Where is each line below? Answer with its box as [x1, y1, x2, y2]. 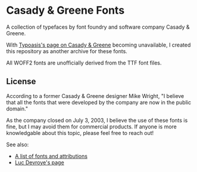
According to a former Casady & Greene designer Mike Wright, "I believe [6, 92, 185, 99]
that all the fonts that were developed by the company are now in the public [6, 99, 192, 106]
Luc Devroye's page [14, 159, 64, 166]
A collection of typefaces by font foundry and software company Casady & [6, 23, 190, 30]
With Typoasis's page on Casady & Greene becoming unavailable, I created [6, 41, 191, 48]
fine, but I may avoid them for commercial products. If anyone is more [6, 123, 177, 130]
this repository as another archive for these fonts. [6, 47, 128, 54]
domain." [6, 105, 29, 112]
